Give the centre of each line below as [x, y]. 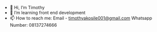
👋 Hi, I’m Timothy [27, 8]
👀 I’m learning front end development [47, 13]
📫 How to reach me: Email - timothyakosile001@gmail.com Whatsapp [81, 18]
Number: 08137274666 [33, 25]
